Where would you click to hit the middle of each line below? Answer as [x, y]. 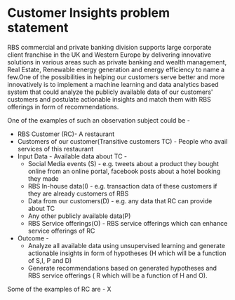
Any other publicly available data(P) [79, 216]
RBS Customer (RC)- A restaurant [66, 134]
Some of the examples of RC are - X [59, 289]
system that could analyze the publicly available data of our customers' [110, 92]
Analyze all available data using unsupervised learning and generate [127, 245]
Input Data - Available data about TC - [72, 156]
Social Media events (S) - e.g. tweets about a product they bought [123, 163]
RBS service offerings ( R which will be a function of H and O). [118, 275]
